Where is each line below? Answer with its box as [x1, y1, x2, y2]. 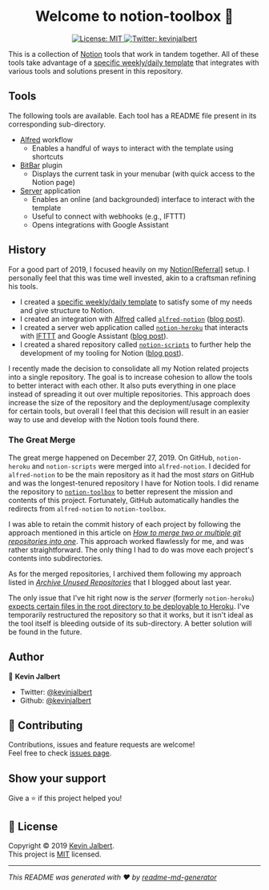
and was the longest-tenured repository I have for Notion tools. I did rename [8, 478, 259, 488]
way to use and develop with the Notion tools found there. [8, 414, 200, 424]
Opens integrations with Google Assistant [31, 219, 170, 229]
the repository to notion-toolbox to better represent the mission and [8, 486, 234, 496]
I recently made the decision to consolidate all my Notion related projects [8, 364, 250, 373]
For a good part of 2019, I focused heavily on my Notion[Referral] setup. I [8, 264, 250, 274]
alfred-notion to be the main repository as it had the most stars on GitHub [8, 469, 255, 479]
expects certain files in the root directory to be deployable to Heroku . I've [8, 601, 250, 611]
